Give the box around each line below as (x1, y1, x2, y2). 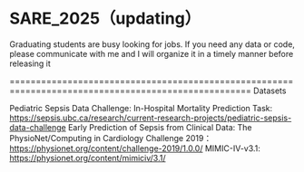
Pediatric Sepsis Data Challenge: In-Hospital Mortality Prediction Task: (9, 102, 273, 113)
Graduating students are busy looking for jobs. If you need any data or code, (9, 38, 295, 50)
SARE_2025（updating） (9, 8, 201, 29)
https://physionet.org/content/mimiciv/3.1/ (9, 152, 166, 163)
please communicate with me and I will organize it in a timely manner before (9, 48, 294, 59)
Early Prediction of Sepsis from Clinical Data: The (67, 121, 252, 132)
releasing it (9, 58, 52, 69)
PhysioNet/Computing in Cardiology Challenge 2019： (9, 132, 212, 143)
